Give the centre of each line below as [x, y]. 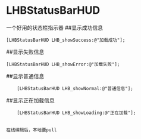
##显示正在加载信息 [30, 100]
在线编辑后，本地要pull [32, 130]
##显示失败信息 [25, 52]
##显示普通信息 [25, 76]
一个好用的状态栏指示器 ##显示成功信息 [54, 27]
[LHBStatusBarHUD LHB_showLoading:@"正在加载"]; [76, 113]
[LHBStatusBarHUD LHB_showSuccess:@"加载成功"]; [66, 40]
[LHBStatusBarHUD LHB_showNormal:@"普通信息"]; [75, 88]
